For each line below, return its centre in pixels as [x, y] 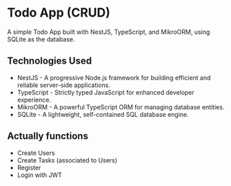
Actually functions [48, 136]
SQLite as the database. [41, 39]
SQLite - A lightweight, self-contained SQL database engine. [103, 114]
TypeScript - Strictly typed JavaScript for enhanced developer [106, 92]
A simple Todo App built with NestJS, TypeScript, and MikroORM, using [109, 32]
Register [29, 167]
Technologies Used [49, 61]
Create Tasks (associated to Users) [67, 160]
